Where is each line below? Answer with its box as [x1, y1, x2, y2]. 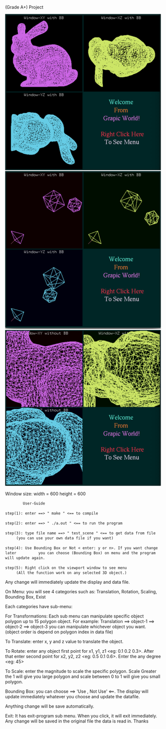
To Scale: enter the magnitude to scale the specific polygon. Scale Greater [5, 668, 157, 674]
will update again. [5, 555, 45, 561]
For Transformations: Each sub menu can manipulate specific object [5, 613, 144, 619]
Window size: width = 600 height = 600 [5, 491, 86, 497]
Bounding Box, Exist [5, 594, 46, 600]
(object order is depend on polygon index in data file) [5, 629, 114, 635]
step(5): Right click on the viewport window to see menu [5, 565, 127, 570]
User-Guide [23, 501, 45, 506]
